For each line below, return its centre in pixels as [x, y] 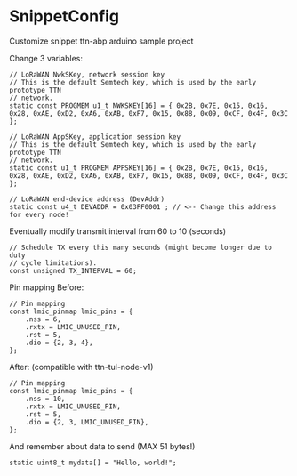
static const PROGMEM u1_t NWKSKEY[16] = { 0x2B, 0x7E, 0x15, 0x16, [139, 105]
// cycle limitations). [53, 263]
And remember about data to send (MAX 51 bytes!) [102, 446]
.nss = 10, [45, 399]
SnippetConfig [64, 16]
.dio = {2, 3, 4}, [59, 343]
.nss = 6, [44, 319]
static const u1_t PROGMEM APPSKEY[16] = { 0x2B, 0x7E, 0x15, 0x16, [139, 168]
